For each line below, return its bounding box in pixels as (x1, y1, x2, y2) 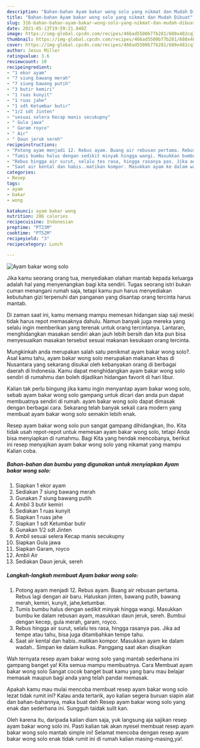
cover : (7, 42, 23, 48)
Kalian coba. (7, 447, 37, 454)
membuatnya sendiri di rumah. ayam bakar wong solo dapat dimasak (7, 398, 176, 405)
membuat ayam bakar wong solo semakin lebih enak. (7, 410, 137, 417)
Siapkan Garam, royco (15, 545, 70, 553)
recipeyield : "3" (7, 235, 50, 241)
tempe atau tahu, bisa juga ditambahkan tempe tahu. (15, 631, 145, 638)
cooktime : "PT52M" (7, 230, 52, 236)
